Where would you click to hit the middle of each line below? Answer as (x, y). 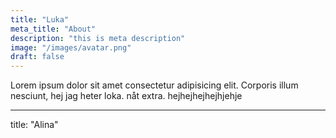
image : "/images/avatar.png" (71, 47)
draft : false (37, 57)
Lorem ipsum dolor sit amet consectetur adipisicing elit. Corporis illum (154, 85)
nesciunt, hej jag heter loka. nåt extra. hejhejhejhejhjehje (126, 96)
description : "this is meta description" (98, 38)
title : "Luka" (40, 19)
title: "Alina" (34, 125)
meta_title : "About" (53, 29)
